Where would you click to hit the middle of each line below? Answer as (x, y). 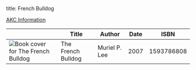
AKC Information (26, 20)
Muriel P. (109, 48)
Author (110, 34)
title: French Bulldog (30, 8)
